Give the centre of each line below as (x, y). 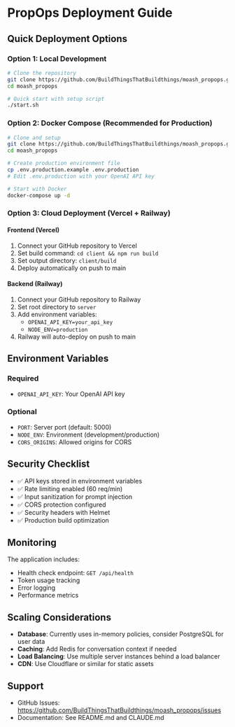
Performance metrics (48, 595)
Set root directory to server (57, 306)
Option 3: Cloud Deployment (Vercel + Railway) (89, 213)
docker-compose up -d (39, 195)
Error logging (36, 588)
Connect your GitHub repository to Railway (79, 299)
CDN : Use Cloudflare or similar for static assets (85, 664)
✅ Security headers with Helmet (64, 512)
